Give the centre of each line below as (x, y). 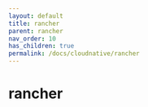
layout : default (36, 16)
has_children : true (41, 46)
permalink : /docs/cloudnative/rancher (74, 53)
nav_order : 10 (33, 39)
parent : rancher (36, 31)
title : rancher (34, 24)
